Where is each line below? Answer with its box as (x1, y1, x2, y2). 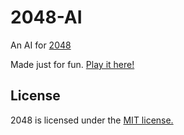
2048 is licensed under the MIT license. (10, 114, 174, 126)
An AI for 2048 (10, 39, 72, 51)
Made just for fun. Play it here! (10, 58, 135, 70)
